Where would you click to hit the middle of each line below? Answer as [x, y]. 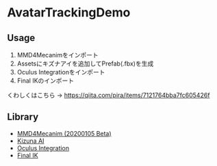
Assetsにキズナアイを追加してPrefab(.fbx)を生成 [85, 64]
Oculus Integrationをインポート [61, 72]
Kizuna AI [30, 141]
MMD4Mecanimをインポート [58, 55]
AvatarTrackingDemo [69, 13]
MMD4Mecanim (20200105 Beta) [64, 133]
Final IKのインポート [46, 81]
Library [23, 117]
